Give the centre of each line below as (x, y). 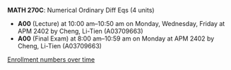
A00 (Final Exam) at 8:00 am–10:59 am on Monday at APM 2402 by (116, 38)
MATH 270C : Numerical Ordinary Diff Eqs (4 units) (81, 10)
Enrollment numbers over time (51, 59)
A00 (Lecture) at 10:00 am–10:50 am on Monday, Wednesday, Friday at (121, 23)
